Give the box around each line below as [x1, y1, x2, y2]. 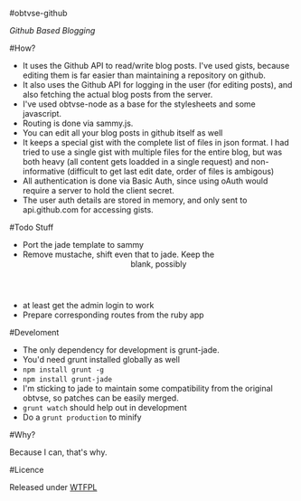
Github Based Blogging [9, 25, 96, 35]
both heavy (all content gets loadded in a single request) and [22, 156, 249, 166]
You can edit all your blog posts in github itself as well [22, 128, 223, 138]
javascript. [22, 109, 61, 118]
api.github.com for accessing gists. [22, 204, 154, 215]
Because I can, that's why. [9, 447, 108, 458]
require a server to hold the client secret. [22, 185, 174, 195]
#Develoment [9, 327, 60, 337]
